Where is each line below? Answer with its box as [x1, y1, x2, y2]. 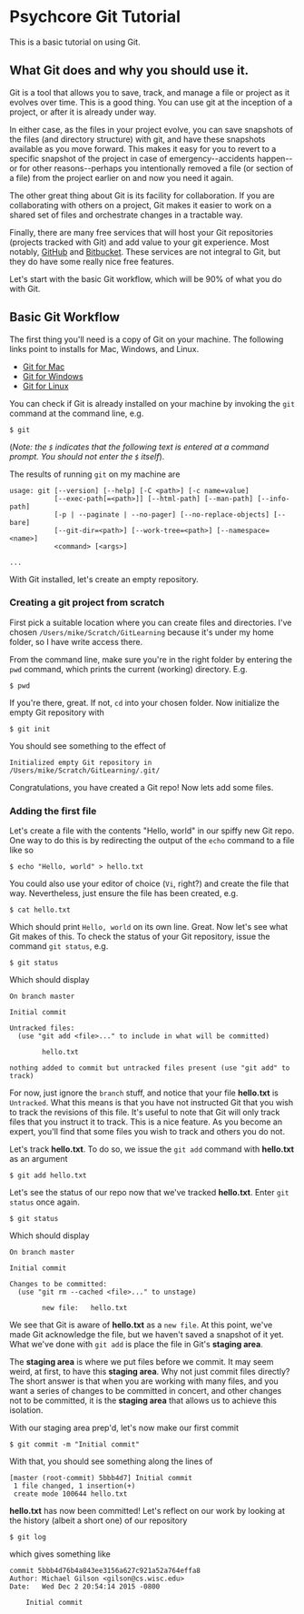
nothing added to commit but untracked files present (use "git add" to [9, 1064, 290, 1073]
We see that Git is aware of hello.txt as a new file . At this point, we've [9, 1319, 273, 1330]
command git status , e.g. [9, 941, 109, 952]
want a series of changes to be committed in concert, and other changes [9, 1386, 282, 1397]
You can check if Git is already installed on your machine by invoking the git [9, 398, 295, 409]
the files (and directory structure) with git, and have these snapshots [9, 134, 266, 145]
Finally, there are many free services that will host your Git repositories [9, 227, 274, 237]
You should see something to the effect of [9, 740, 166, 752]
